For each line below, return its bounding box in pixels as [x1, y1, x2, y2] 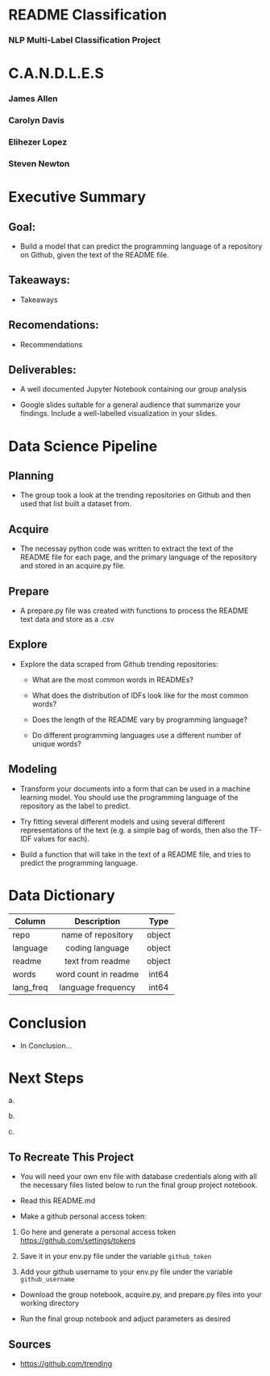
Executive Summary [8, 188, 147, 207]
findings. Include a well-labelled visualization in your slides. [19, 409, 218, 418]
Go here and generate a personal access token [19, 1227, 177, 1237]
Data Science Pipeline [8, 437, 158, 455]
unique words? [31, 739, 82, 749]
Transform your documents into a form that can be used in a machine [19, 783, 251, 793]
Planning [8, 469, 54, 482]
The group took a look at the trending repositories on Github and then [19, 490, 251, 500]
